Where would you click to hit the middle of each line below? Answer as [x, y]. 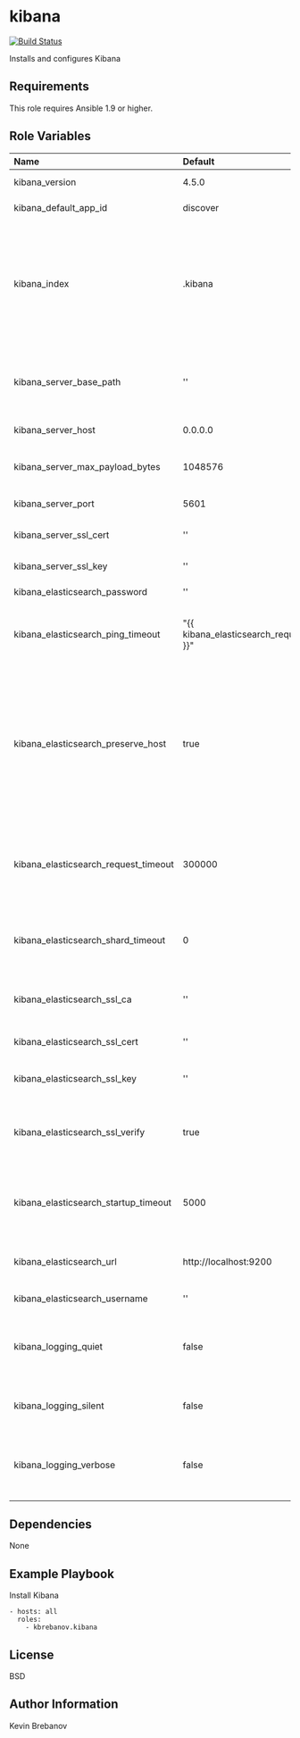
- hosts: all [33, 1612]
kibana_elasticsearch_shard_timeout [90, 940]
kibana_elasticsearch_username [81, 1299]
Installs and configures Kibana [65, 58]
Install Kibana [34, 1595]
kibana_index [42, 283]
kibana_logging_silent [59, 1406]
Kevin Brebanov [38, 1725]
